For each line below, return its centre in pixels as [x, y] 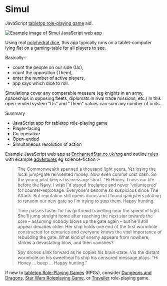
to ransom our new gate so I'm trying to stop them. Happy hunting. [86, 201]
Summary [15, 113]
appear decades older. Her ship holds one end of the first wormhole [87, 226]
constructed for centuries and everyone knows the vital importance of [89, 232]
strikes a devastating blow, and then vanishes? [65, 242]
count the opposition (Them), [42, 72]
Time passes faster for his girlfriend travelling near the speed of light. [89, 210]
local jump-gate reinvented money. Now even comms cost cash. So [87, 174]
